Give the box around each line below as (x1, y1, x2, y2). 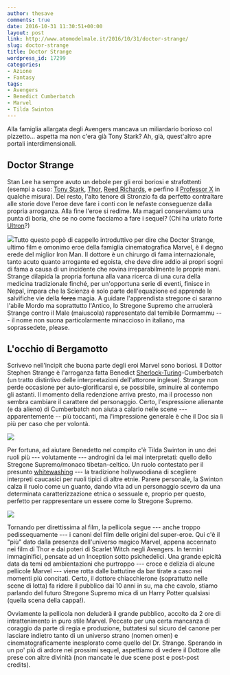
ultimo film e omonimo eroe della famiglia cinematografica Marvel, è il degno (7, 243, 224, 251)
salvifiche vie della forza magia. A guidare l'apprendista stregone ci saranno (7, 294, 222, 302)
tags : (7, 80, 23, 87)
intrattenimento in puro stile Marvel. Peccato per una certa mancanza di (7, 617, 210, 626)
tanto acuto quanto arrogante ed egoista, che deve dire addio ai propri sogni (7, 257, 223, 265)
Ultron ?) (7, 221, 30, 230)
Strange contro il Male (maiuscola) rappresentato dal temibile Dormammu (7, 309, 215, 317)
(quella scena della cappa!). (7, 596, 86, 605)
